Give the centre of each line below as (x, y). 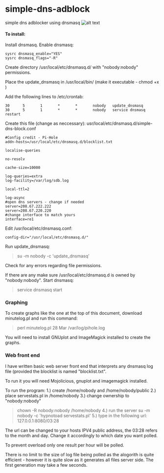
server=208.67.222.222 (28, 207)
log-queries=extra (24, 176)
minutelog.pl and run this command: (41, 318)
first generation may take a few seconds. (46, 465)
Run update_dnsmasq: (28, 247)
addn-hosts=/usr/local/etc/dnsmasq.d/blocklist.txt (59, 142)
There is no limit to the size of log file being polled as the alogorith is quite (80, 454)
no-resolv (15, 159)
